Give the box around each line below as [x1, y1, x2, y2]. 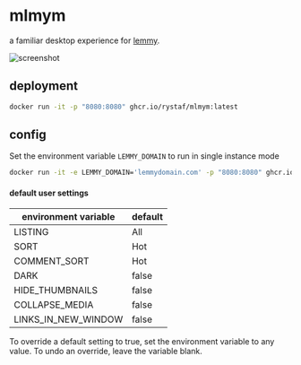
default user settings [9, 187, 90, 198]
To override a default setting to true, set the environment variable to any [9, 335, 275, 346]
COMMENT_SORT [13, 255, 90, 267]
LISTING [13, 225, 49, 238]
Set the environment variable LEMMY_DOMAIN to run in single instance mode [9, 151, 279, 161]
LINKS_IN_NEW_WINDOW [13, 313, 124, 326]
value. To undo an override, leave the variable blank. [9, 345, 203, 356]
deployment [9, 78, 79, 94]
